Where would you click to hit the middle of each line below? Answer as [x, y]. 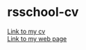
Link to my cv [26, 31]
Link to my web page [37, 38]
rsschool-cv [43, 12]
